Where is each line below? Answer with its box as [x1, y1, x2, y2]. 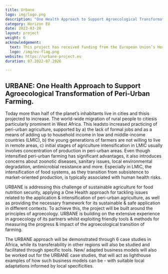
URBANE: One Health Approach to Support [5, 81, 141, 90]
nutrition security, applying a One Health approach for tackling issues [5, 189, 148, 195]
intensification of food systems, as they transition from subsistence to [5, 169, 149, 175]
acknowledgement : [5, 40, 41, 45]
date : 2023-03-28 [5, 26, 41, 31]
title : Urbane [5, 7, 35, 13]
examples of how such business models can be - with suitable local [5, 257, 144, 263]
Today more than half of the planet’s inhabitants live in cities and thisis [5, 111, 150, 117]
